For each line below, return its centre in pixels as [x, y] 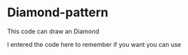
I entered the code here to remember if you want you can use [94, 44]
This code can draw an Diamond [53, 31]
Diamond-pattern [58, 13]
